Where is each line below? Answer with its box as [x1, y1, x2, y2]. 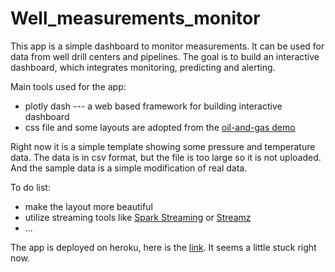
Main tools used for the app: [10, 80, 127, 92]
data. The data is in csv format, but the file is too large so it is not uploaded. [10, 151, 322, 163]
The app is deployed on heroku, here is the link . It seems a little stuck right [10, 241, 317, 253]
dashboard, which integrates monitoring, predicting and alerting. [10, 61, 276, 73]
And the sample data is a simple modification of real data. [10, 162, 248, 174]
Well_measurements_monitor [10, 7, 261, 30]
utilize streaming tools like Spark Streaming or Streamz [24, 211, 252, 223]
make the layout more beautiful [24, 200, 153, 212]
